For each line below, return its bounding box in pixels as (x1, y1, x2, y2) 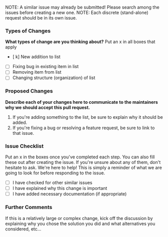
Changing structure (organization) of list (12, 75, 95, 81)
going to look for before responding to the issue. (5, 170, 105, 176)
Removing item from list (12, 69, 62, 75)
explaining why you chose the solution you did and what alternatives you (5, 220, 155, 226)
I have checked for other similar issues (12, 180, 93, 186)
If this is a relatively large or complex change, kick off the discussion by (5, 215, 153, 221)
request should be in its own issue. (5, 15, 77, 21)
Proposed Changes (5, 88, 53, 95)
